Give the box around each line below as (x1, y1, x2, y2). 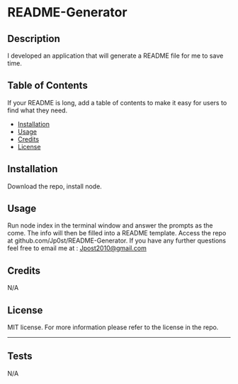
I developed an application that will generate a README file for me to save (7, 51, 224, 60)
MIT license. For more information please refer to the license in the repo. (7, 323, 219, 331)
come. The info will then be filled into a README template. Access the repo (7, 229, 227, 238)
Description (7, 33, 60, 45)
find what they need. (7, 106, 68, 114)
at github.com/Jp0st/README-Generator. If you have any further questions (7, 236, 227, 245)
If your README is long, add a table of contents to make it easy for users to (7, 98, 227, 107)
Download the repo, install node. (7, 182, 103, 191)
